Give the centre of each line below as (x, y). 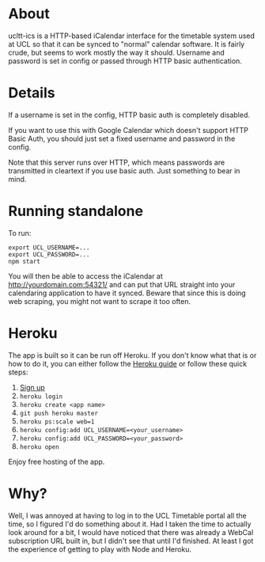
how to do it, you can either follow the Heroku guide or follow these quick (128, 363)
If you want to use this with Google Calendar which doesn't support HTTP (129, 130)
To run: (20, 233)
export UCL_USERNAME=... (49, 247)
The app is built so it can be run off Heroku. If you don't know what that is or (132, 355)
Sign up (32, 387)
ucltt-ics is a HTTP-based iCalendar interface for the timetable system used (132, 36)
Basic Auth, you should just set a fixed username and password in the (122, 139)
